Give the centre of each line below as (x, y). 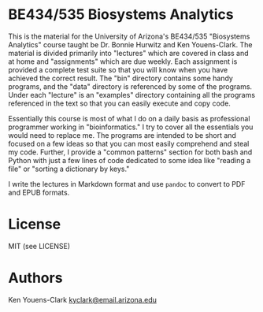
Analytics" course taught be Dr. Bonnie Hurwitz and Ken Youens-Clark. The (130, 44)
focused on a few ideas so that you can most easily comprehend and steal (129, 143)
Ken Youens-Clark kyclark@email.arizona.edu (83, 299)
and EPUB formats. (39, 192)
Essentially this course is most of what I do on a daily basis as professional (129, 118)
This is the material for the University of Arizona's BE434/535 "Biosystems (129, 36)
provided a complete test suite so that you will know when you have (118, 69)
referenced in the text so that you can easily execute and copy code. (119, 103)
